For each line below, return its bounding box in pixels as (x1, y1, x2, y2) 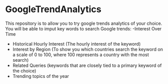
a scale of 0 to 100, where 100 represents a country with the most (12, 52, 149, 58)
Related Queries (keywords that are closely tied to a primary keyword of (12, 62, 162, 68)
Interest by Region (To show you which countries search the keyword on (12, 46, 163, 52)
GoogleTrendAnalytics (5, 4, 102, 15)
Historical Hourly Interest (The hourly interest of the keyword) (12, 40, 141, 47)
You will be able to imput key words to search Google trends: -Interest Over (5, 25, 162, 31)
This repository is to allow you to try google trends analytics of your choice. (5, 20, 162, 26)
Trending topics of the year (12, 73, 69, 79)
